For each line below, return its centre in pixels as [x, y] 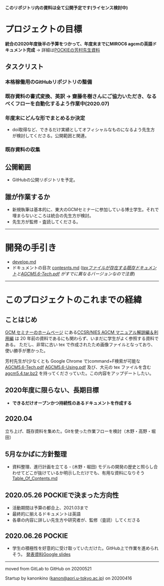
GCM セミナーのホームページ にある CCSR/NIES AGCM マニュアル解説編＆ [80, 332]
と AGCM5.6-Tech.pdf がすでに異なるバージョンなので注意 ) [76, 273]
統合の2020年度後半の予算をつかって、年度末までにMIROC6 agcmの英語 [79, 44]
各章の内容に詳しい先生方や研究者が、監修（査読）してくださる [76, 520]
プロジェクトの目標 [44, 29]
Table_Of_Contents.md [35, 478]
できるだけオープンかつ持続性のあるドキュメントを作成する [72, 403]
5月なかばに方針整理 [36, 454]
